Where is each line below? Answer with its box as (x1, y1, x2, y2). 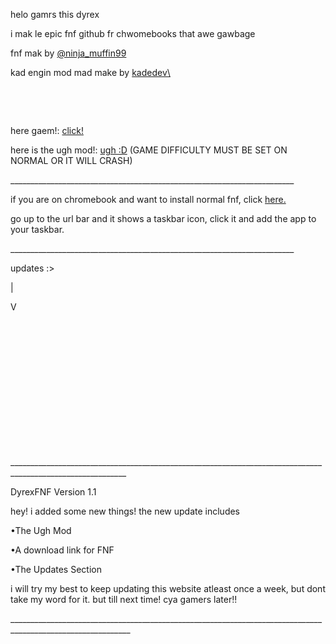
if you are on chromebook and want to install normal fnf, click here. (10, 194, 287, 205)
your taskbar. (10, 224, 65, 235)
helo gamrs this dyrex (10, 9, 100, 20)
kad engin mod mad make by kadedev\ (10, 67, 171, 78)
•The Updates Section (10, 564, 102, 575)
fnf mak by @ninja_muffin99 (10, 47, 127, 59)
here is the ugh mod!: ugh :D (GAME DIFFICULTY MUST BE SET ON (10, 144, 288, 156)
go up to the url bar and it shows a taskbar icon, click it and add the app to (10, 213, 317, 224)
